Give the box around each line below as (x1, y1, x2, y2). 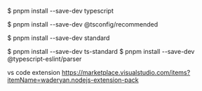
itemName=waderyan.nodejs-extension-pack (7, 76, 139, 84)
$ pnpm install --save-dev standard (7, 34, 110, 42)
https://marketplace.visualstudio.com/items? (62, 69, 191, 76)
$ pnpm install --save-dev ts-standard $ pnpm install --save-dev (7, 48, 195, 55)
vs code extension (7, 69, 61, 76)
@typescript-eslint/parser (7, 55, 82, 63)
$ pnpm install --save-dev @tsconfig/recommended (7, 20, 159, 28)
